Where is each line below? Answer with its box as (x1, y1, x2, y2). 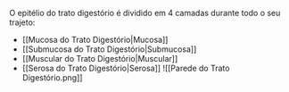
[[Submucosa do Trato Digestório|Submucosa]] (21, 44, 197, 54)
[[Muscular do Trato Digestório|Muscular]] (21, 54, 178, 63)
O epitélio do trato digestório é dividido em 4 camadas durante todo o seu (9, 8, 281, 18)
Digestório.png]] (21, 72, 83, 83)
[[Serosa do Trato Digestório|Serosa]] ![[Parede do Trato (21, 63, 230, 73)
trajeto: (9, 17, 36, 28)
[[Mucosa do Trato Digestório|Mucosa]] (21, 35, 169, 45)
